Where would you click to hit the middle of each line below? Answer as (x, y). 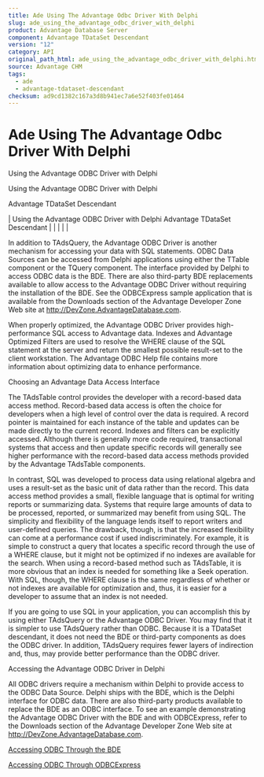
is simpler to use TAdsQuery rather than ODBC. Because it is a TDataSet (125, 629)
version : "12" (31, 45)
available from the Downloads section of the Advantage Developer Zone (125, 302)
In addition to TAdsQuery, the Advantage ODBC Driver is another (113, 243)
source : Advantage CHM (45, 67)
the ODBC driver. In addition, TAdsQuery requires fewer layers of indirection (131, 646)
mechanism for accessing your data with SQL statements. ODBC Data (121, 251)
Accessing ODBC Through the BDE (65, 749)
